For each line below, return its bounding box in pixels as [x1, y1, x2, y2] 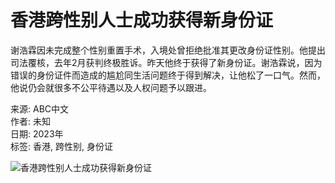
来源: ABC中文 [10, 102, 70, 115]
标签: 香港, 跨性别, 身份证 [10, 140, 113, 152]
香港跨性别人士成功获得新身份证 [10, 9, 274, 32]
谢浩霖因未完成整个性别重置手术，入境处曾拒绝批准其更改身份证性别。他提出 [10, 44, 326, 56]
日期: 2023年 [10, 127, 64, 140]
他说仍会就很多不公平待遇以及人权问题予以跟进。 [10, 81, 212, 93]
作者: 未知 [10, 115, 51, 127]
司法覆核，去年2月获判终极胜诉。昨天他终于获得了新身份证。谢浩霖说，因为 [10, 56, 323, 68]
